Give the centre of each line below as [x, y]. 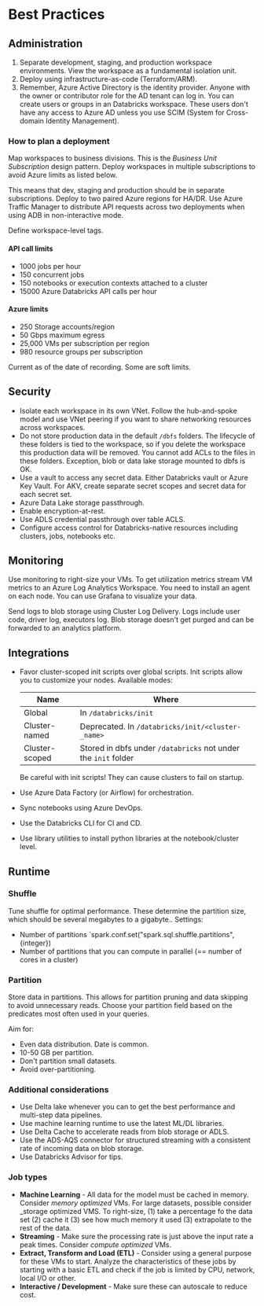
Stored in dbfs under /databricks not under [160, 749]
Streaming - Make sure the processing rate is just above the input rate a [136, 1236]
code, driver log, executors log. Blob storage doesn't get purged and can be [131, 620]
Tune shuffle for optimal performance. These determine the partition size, [127, 911]
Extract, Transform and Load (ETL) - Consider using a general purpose [136, 1253]
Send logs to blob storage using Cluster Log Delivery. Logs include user [124, 612]
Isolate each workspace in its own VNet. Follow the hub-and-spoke [128, 410]
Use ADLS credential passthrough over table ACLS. [103, 519]
